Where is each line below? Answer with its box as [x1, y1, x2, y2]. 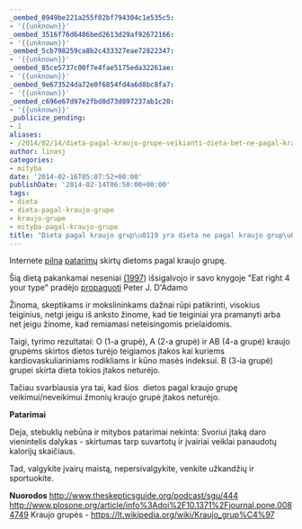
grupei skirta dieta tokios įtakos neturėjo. [9, 365, 161, 376]
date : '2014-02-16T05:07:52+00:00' [9, 172, 143, 181]
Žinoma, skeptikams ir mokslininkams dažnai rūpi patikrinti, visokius [9, 300, 261, 310]
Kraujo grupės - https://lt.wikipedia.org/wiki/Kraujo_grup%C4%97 [30, 509, 276, 520]
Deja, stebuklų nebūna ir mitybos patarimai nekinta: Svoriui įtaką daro [9, 426, 267, 437]
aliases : [9, 130, 42, 139]
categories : [9, 155, 54, 165]
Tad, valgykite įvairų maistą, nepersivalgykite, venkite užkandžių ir [9, 463, 254, 474]
